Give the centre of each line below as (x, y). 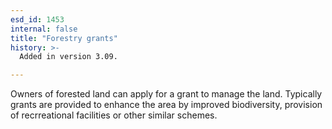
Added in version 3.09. (68, 57)
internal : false (44, 29)
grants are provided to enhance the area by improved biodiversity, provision (166, 105)
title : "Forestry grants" (64, 38)
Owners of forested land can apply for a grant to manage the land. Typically (166, 94)
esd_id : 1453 (37, 19)
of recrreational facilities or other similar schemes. (114, 115)
